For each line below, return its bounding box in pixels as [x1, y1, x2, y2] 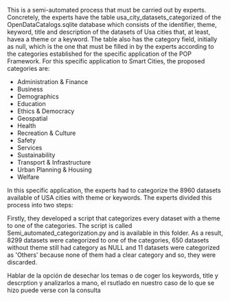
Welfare [16, 173, 40, 181]
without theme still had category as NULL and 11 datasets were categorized [7, 244, 220, 251]
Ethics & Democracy [16, 107, 75, 115]
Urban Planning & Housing [16, 165, 93, 174]
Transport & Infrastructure [16, 158, 91, 166]
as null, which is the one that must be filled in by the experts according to [7, 43, 214, 50]
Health [16, 122, 36, 129]
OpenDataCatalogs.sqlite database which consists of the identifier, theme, [7, 21, 218, 28]
